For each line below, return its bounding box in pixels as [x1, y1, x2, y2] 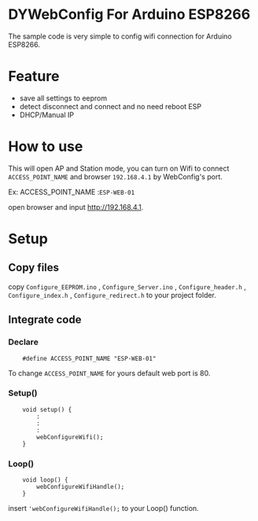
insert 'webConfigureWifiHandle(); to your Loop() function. [8, 504, 199, 513]
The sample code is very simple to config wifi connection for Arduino [8, 31, 232, 41]
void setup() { [22, 405, 72, 413]
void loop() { [22, 476, 68, 484]
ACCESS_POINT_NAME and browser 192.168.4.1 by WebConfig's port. [8, 171, 223, 182]
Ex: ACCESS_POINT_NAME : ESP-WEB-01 [8, 187, 135, 196]
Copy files [8, 261, 60, 274]
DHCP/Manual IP [19, 110, 75, 119]
